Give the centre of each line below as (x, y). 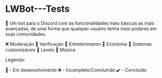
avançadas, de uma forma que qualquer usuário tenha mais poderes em (81, 28)
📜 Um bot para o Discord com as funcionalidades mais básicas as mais (80, 23)
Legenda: (15, 60)
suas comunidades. (26, 34)
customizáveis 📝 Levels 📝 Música (40, 50)
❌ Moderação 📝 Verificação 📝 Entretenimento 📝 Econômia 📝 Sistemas (79, 44)
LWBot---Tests (38, 9)
